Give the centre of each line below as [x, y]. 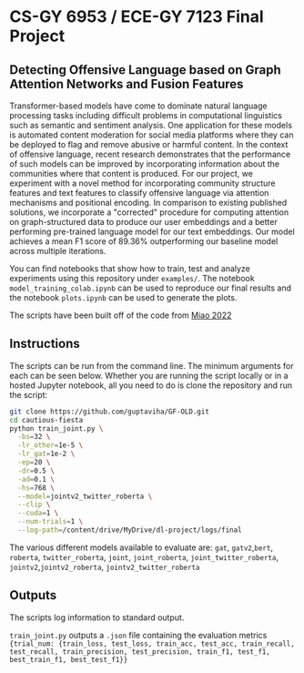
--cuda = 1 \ [38, 513]
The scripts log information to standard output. [97, 617]
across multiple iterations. [58, 251]
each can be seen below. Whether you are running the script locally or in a [149, 375]
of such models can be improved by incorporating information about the [145, 164]
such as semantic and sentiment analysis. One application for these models [151, 125]
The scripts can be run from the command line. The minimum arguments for [152, 365]
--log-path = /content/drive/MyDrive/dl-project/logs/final [130, 530]
